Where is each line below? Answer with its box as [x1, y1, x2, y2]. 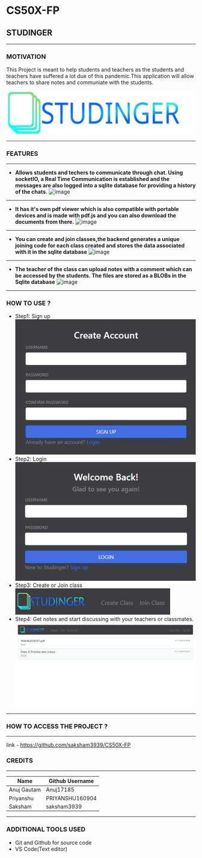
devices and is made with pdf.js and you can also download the [14, 212, 176, 219]
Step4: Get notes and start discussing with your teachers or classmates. [14, 616, 194, 623]
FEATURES [6, 150, 38, 158]
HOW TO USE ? [6, 299, 51, 307]
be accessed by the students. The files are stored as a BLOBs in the [14, 272, 186, 279]
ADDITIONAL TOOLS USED [6, 825, 86, 833]
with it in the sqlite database [14, 248, 87, 256]
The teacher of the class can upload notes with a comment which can [14, 265, 192, 272]
